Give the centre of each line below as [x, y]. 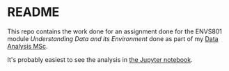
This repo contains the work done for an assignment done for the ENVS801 [115, 31]
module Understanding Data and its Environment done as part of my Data [113, 38]
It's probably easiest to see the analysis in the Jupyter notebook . [100, 59]
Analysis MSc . [27, 46]
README [33, 12]
